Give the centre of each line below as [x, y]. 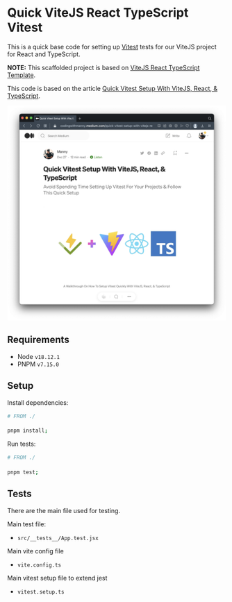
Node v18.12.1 [39, 356]
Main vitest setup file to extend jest [57, 578]
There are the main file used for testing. [64, 510]
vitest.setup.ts [41, 592]
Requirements [38, 340]
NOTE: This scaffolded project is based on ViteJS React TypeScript [103, 67]
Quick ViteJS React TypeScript [98, 13]
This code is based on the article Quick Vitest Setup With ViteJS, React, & [113, 88]
